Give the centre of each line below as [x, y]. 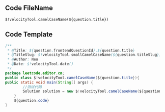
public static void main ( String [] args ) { [49, 82]
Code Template [29, 35]
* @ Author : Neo [23, 59]
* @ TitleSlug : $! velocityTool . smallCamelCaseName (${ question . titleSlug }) [84, 55]
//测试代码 [32, 87]
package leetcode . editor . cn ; [35, 73]
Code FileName [29, 8]
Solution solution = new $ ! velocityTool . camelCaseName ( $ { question [92, 91]
